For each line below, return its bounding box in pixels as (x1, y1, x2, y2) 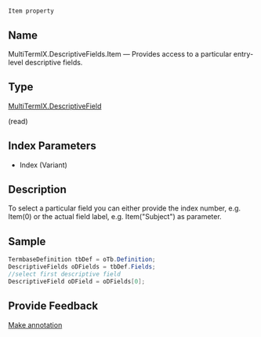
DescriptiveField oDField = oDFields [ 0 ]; (8, 277, 146, 285)
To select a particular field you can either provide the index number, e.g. (8, 203, 241, 213)
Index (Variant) (19, 160, 68, 170)
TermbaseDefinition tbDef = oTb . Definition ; (8, 255, 156, 264)
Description (8, 183, 67, 196)
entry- (233, 49, 254, 58)
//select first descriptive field (8, 270, 121, 278)
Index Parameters (8, 139, 96, 152)
